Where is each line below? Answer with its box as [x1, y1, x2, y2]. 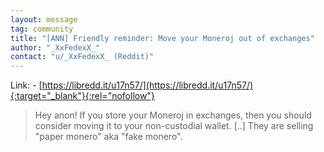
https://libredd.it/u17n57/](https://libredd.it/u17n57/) [41, 79, 254, 91]
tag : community [10, 24, 74, 34]
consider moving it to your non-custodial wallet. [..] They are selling [34, 120, 314, 132]
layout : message [10, 14, 78, 25]
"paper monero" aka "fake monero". [34, 131, 183, 143]
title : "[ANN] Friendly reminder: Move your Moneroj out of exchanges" [10, 33, 315, 43]
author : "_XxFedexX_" [10, 42, 101, 53]
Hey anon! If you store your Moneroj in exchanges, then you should [34, 109, 312, 121]
